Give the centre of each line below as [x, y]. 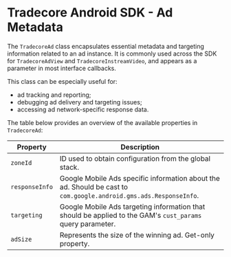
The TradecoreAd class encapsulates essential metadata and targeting [106, 46]
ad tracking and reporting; [54, 95]
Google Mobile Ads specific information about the [140, 178]
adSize [21, 239]
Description [140, 147]
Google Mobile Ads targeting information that [132, 206]
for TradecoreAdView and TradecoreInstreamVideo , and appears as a [102, 60]
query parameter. [88, 223]
